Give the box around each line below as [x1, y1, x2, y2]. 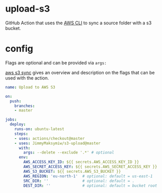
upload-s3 [5, 3, 50, 15]
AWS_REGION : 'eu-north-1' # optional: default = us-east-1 [23, 173, 153, 179]
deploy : [10, 122, 26, 127]
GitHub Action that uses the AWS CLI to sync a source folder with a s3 [5, 20, 152, 26]
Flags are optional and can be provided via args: [5, 59, 107, 66]
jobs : [5, 117, 17, 122]
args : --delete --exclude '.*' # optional [23, 150, 114, 155]
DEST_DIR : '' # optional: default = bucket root [23, 183, 157, 188]
